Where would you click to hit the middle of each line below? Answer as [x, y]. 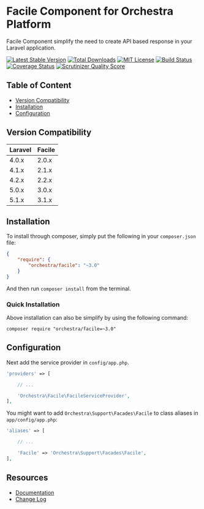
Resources [27, 478]
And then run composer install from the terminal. [69, 288]
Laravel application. [31, 48]
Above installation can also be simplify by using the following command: [97, 318]
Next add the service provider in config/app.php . [68, 362]
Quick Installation [33, 304]
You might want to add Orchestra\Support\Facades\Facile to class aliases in [102, 413]
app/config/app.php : [32, 420]
